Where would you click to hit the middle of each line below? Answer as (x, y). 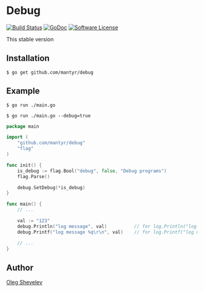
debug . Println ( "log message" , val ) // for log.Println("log (107, 226)
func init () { (24, 165)
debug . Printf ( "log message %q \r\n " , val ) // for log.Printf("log (106, 232)
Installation (28, 58)
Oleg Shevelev (24, 282)
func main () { (24, 204)
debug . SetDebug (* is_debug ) (51, 187)
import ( (17, 137)
